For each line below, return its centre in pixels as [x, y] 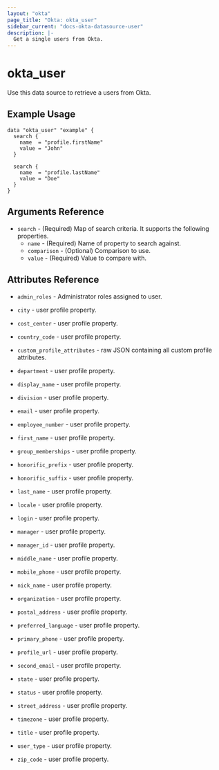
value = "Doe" [40, 178]
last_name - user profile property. [65, 491]
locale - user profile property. [60, 505]
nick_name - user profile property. [65, 585]
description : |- [30, 33]
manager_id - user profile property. [66, 545]
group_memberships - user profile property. [77, 451]
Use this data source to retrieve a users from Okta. [79, 93]
